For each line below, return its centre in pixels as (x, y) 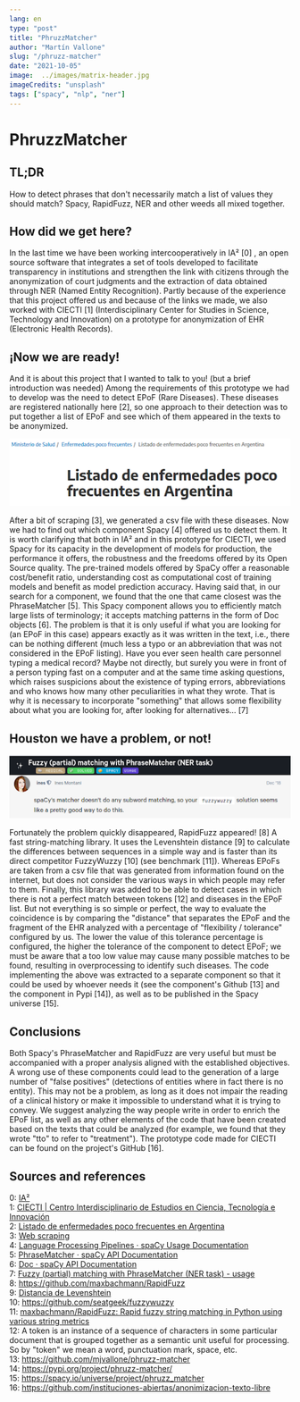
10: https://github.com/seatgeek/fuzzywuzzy (92, 1302)
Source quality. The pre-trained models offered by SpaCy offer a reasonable (150, 568)
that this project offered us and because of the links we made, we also (138, 300)
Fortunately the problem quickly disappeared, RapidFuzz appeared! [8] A (143, 833)
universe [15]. (34, 1003)
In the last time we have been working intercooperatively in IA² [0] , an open (149, 253)
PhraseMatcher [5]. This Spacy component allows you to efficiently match (146, 606)
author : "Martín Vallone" (57, 47)
